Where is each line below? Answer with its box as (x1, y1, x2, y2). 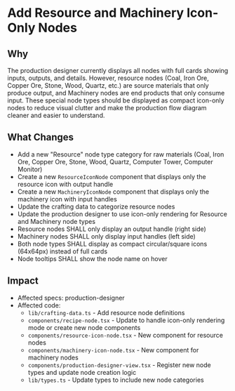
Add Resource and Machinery (7, 5, 184, 21)
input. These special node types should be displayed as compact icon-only (7, 96, 224, 105)
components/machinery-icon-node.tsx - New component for (27, 345, 199, 354)
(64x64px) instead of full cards (17, 247, 107, 256)
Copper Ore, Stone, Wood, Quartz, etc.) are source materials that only (7, 81, 209, 89)
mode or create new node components (27, 323, 141, 331)
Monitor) (17, 165, 43, 173)
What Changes (7, 131, 74, 143)
